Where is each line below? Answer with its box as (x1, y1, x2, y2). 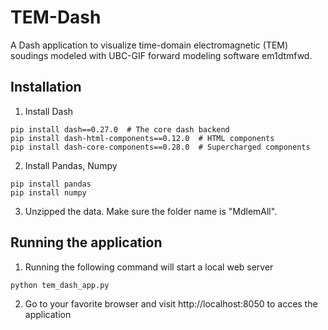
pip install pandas (10, 179, 92, 189)
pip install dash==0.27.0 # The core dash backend (10, 124, 230, 135)
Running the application (10, 234, 163, 251)
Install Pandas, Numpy (24, 159, 118, 171)
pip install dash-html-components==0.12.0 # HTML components (10, 133, 275, 143)
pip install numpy (10, 187, 87, 198)
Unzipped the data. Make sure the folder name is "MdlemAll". (24, 205, 278, 217)
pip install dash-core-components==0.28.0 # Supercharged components (10, 142, 311, 152)
